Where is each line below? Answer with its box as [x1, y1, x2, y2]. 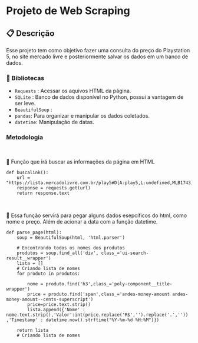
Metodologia [6, 134, 43, 142]
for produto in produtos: [16, 271, 81, 277]
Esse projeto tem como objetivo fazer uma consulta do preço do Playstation [6, 47, 190, 54]
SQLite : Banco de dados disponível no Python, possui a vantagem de [14, 94, 184, 101]
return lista [16, 327, 49, 333]
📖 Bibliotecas [6, 74, 45, 82]
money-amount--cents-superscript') [6, 296, 94, 302]
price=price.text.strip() [27, 301, 91, 307]
